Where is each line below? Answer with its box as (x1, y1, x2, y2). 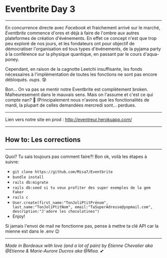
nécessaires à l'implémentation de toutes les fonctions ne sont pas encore (5, 71, 158, 77)
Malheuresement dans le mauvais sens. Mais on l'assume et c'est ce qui (5, 91, 153, 98)
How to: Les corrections (5, 135, 81, 144)
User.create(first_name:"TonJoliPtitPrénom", (12, 200, 108, 205)
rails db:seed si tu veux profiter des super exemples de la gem (12, 185, 151, 190)
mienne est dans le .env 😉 (5, 228, 60, 234)
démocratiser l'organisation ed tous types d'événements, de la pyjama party (5, 46, 162, 52)
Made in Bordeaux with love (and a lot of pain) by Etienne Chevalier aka (5, 243, 153, 249)
